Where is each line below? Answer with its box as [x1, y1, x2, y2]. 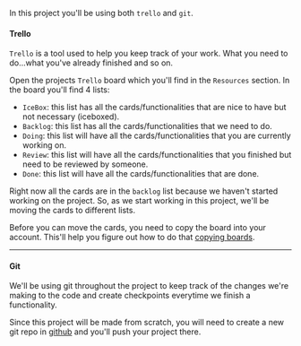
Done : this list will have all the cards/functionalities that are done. [21, 169, 260, 179]
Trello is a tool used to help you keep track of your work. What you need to [9, 48, 288, 59]
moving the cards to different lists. [9, 205, 136, 216]
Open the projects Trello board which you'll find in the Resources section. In [9, 75, 290, 86]
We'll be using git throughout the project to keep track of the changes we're [9, 281, 289, 291]
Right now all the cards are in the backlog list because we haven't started [9, 186, 279, 196]
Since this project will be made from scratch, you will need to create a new [9, 317, 285, 328]
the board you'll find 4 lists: [9, 84, 110, 95]
